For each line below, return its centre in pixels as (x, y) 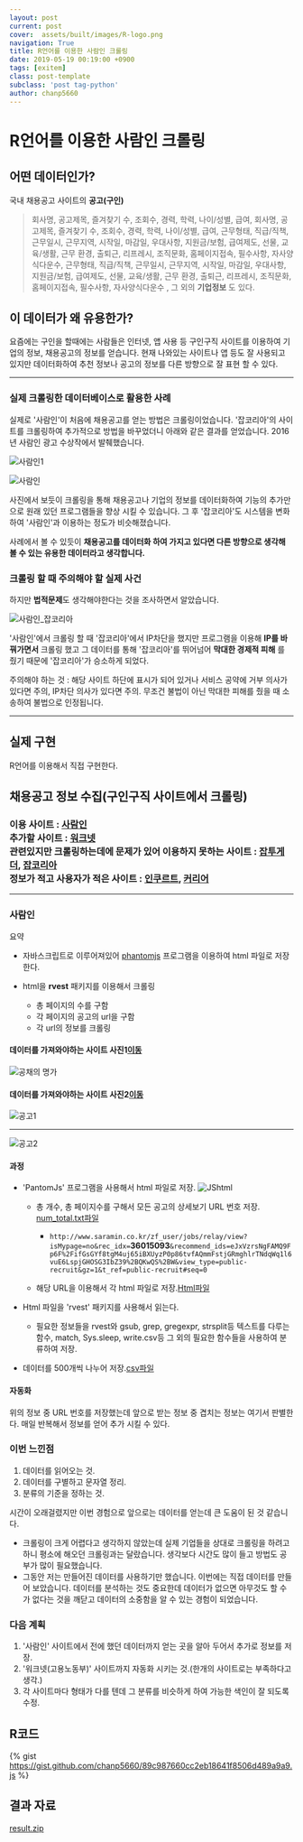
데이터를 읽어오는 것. (59, 1470)
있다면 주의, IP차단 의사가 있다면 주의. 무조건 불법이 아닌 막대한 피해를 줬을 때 (145, 690)
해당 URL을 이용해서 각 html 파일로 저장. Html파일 (123, 1288)
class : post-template (50, 77)
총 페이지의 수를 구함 (72, 1005)
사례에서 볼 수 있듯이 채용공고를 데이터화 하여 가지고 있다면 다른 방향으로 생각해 (147, 541)
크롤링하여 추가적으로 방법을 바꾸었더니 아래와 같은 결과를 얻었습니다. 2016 (158, 430)
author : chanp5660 (44, 93)
